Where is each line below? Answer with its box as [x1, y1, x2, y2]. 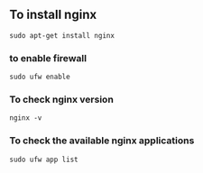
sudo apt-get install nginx [9, 31, 115, 40]
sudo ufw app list [9, 155, 78, 164]
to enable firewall [9, 51, 88, 64]
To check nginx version [9, 94, 115, 106]
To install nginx [9, 7, 97, 23]
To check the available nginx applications [9, 134, 195, 147]
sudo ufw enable [9, 72, 70, 82]
